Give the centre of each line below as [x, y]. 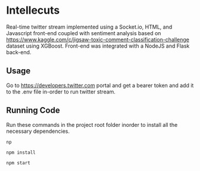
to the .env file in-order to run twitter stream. [61, 91]
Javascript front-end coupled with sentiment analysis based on [84, 33]
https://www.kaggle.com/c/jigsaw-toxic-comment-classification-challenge [98, 39]
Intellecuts [33, 10]
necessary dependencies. [38, 131]
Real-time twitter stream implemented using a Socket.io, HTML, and [89, 27]
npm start [18, 163]
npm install [21, 153]
